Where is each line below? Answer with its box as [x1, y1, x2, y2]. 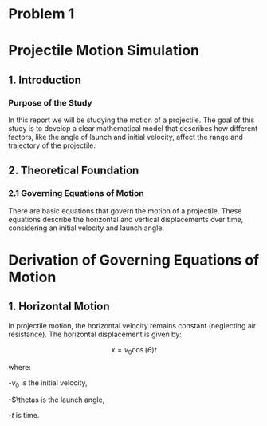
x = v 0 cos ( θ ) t [111, 344, 157, 356]
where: [8, 362, 32, 372]
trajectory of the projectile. [8, 141, 96, 150]
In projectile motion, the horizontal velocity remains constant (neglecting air [8, 320, 257, 330]
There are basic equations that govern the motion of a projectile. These [8, 205, 242, 216]
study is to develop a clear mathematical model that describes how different [8, 124, 258, 133]
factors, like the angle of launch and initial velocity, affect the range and [8, 133, 243, 142]
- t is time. [8, 411, 40, 420]
